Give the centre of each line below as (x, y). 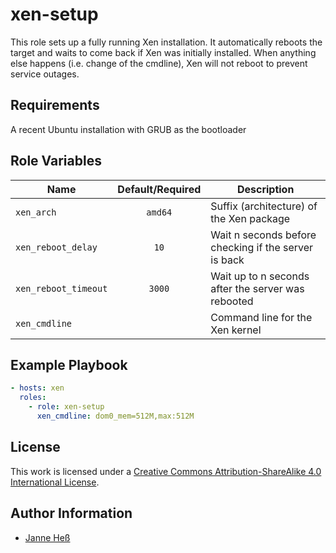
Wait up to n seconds (260, 276)
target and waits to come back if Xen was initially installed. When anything (163, 52)
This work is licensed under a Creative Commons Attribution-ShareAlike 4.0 (166, 471)
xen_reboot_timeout (61, 288)
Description (265, 189)
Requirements (55, 105)
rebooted (232, 301)
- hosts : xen (37, 388)
